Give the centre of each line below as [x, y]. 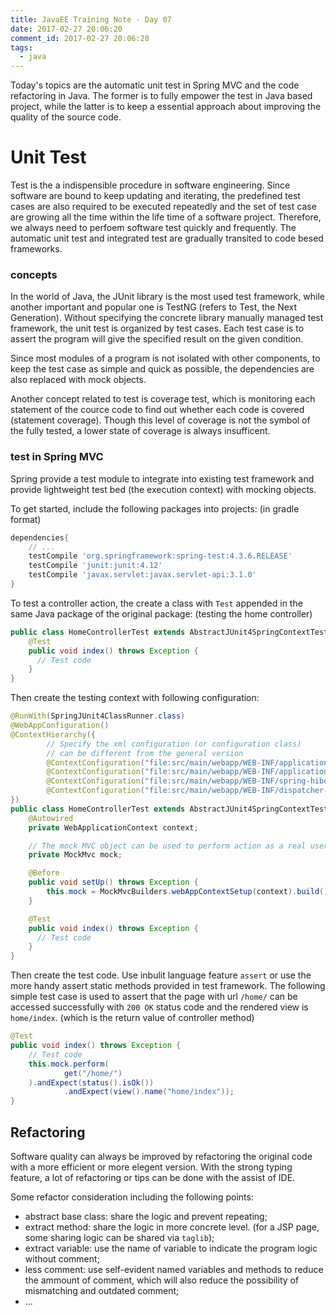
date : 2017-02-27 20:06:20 [66, 29]
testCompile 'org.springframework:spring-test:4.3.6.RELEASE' [160, 556]
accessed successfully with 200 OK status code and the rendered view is [159, 1007]
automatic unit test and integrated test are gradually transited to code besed [167, 238]
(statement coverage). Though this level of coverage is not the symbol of [160, 420]
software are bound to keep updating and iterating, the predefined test [155, 196]
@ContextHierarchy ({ [53, 734]
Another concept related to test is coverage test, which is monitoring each [163, 399]
